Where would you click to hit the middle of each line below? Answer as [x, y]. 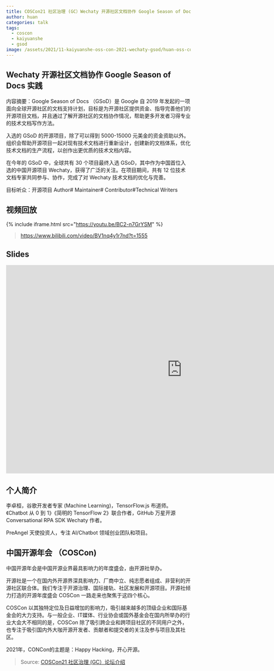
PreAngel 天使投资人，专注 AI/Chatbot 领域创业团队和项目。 [78, 533]
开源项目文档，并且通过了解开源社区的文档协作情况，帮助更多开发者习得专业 [98, 115]
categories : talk [27, 22]
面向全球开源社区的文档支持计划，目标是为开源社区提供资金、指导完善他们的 [98, 108]
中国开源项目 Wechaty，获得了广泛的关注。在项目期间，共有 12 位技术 [101, 170]
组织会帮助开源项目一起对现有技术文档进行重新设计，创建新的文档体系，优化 [98, 143]
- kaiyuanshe [27, 39]
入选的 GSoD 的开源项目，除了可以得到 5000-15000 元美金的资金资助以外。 [97, 135]
